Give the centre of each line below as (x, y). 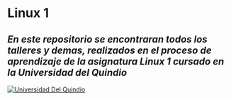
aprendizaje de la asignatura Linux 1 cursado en (116, 61)
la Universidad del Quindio (67, 72)
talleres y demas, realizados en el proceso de (109, 50)
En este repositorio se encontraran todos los (107, 39)
